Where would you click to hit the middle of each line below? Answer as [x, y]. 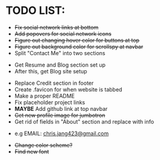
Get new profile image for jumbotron [60, 115]
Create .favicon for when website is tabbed [68, 89]
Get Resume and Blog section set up [60, 65]
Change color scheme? [43, 145]
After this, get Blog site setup [51, 71]
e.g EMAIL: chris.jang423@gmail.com [62, 133]
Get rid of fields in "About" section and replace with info [84, 121]
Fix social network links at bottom [56, 27]
